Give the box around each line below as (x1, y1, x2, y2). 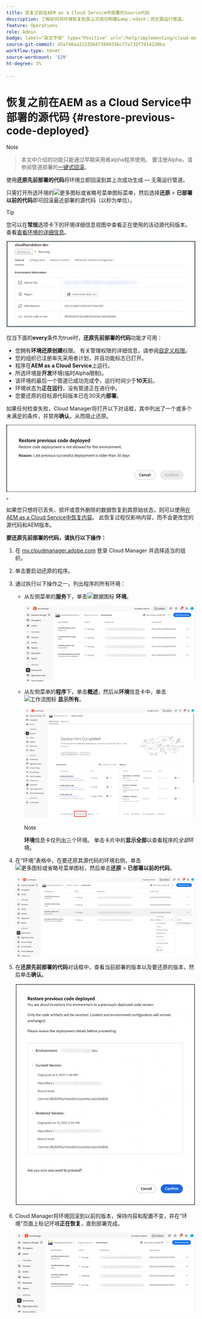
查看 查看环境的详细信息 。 (6, 229, 70, 236)
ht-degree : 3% (6, 60, 42, 66)
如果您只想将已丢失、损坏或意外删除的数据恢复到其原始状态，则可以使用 (6, 506, 185, 513)
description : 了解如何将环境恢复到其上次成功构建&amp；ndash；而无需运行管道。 (6, 16, 186, 22)
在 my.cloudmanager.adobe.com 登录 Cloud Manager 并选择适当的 (14, 547, 180, 554)
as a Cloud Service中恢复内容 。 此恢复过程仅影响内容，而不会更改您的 (19, 513, 194, 521)
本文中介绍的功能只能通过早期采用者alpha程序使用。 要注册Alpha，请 (20, 156, 193, 163)
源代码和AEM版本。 (6, 521, 55, 528)
